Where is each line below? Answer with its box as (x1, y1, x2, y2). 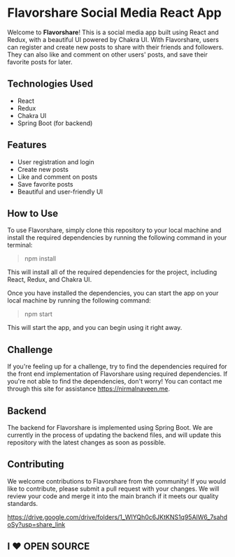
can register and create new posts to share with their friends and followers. (7, 43, 224, 51)
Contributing (7, 458, 64, 470)
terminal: (7, 241, 33, 249)
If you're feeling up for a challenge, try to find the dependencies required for (7, 362, 227, 371)
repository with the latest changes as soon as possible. (7, 438, 166, 447)
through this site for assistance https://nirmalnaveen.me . (7, 384, 170, 393)
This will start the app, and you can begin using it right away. (7, 324, 183, 332)
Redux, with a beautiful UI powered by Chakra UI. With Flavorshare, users (7, 35, 219, 43)
